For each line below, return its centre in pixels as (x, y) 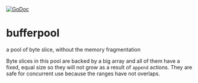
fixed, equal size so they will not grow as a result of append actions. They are (99, 67)
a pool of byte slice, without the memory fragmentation (74, 49)
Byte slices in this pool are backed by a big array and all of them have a (93, 61)
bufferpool (33, 33)
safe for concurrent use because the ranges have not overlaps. (83, 74)
